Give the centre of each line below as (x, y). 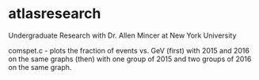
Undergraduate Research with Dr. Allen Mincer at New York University (122, 35)
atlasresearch (55, 14)
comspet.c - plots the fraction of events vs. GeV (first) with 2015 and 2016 (129, 50)
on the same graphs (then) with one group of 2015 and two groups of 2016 (130, 59)
